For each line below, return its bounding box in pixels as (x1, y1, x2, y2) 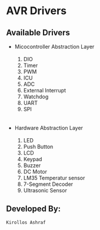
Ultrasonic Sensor (23, 187, 68, 194)
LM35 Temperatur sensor (23, 175, 85, 181)
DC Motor (23, 168, 48, 175)
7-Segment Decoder (23, 181, 74, 188)
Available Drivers (6, 28, 71, 38)
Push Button (23, 143, 54, 150)
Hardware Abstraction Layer (14, 125, 84, 131)
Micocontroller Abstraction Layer (14, 43, 95, 50)
